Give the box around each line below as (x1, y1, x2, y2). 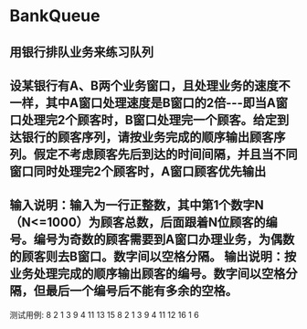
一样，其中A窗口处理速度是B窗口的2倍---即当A (9, 95, 276, 111)
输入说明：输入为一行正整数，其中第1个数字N (9, 197, 265, 213)
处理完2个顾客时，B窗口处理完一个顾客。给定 (21, 111, 278, 128)
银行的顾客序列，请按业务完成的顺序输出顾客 (21, 129, 274, 144)
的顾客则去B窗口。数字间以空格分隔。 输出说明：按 (9, 249, 297, 265)
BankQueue (9, 5, 101, 27)
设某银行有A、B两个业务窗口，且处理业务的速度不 (9, 78, 291, 93)
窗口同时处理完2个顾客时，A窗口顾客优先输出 (9, 164, 267, 179)
